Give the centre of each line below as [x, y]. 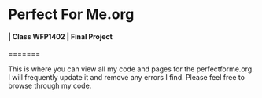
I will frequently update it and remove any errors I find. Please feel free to [127, 78]
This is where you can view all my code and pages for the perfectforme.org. [131, 69]
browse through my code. [50, 86]
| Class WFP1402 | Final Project [60, 36]
